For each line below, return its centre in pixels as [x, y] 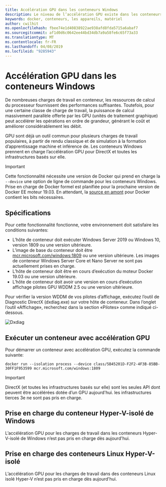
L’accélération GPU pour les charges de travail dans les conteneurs [73, 433]
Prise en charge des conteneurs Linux [65, 454]
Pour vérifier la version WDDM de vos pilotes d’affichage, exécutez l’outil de [82, 297]
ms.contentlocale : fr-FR [31, 42]
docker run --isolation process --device [48, 364]
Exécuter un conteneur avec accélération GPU [78, 338]
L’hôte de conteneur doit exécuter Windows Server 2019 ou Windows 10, [86, 240]
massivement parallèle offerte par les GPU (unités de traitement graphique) [82, 116]
